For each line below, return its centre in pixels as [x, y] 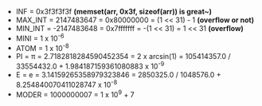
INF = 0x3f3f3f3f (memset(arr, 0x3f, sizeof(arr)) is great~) [114, 12]
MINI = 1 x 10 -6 [40, 37]
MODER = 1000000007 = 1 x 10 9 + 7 [75, 93]
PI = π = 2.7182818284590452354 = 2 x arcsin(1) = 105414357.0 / [123, 57]
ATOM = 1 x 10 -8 [42, 47]
